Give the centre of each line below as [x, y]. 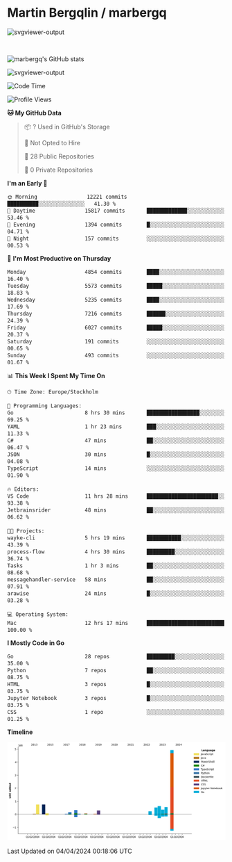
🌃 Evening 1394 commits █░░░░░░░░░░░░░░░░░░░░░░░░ [116, 225]
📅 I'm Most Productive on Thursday [59, 258]
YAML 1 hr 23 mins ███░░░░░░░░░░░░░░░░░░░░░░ [116, 426]
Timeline [20, 732]
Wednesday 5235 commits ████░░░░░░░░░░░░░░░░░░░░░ [116, 300]
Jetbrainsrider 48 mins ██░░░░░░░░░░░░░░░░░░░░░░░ [116, 510]
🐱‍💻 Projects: [26, 531]
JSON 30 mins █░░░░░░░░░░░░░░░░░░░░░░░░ [116, 454]
